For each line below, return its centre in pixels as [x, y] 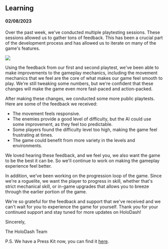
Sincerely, [16, 222]
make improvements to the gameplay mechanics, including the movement [81, 73]
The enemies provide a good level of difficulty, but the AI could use [82, 119]
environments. [27, 146]
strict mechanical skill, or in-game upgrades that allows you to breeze [77, 186]
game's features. [23, 48]
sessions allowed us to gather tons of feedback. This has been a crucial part [84, 38]
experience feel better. [29, 166]
